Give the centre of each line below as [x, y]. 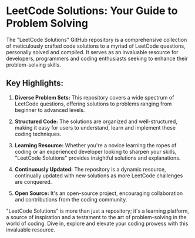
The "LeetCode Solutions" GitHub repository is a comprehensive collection [97, 39]
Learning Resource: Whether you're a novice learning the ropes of [95, 145]
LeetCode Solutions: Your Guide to [92, 11]
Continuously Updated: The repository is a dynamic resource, [90, 169]
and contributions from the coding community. [71, 199]
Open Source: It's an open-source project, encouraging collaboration [99, 193]
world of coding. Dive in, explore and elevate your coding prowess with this [97, 223]
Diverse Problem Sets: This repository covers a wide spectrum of [94, 97]
